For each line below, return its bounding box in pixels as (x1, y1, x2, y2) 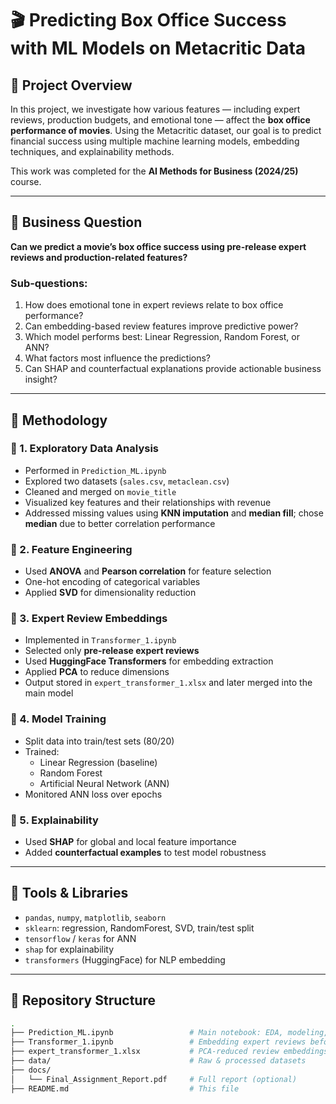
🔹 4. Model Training (10, 712, 107, 726)
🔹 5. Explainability (10, 813, 99, 827)
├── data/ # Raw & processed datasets (10, 1056, 307, 1066)
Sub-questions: (10, 276, 88, 290)
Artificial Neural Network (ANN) (39, 777, 170, 789)
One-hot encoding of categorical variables (24, 576, 201, 588)
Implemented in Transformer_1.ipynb (24, 634, 177, 646)
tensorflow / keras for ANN (24, 932, 137, 944)
